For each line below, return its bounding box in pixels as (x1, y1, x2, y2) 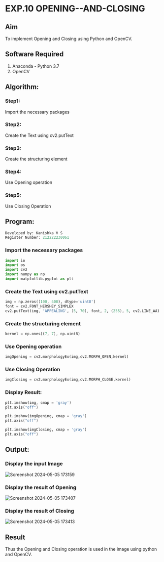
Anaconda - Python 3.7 (12, 63, 60, 69)
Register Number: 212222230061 (5, 235, 69, 240)
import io (5, 258, 26, 263)
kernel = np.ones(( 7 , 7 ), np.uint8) (5, 332, 80, 337)
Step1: (5, 97, 21, 104)
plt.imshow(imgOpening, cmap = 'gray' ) (5, 414, 87, 419)
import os (5, 262, 26, 267)
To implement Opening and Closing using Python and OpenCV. (5, 36, 132, 42)
